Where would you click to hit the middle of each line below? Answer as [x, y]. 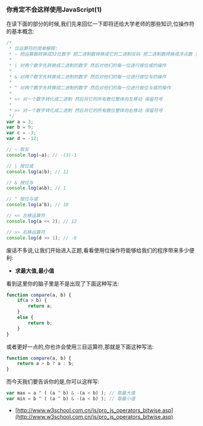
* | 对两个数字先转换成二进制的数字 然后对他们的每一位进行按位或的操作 [88, 65]
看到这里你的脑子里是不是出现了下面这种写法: [63, 283]
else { [25, 318]
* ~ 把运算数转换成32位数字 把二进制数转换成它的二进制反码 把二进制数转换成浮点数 [101, 54]
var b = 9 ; [20, 127]
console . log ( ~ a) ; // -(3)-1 [42, 155]
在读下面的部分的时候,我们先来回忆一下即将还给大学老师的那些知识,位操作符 [101, 24]
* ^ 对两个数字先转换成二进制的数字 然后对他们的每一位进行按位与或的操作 [90, 88]
